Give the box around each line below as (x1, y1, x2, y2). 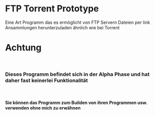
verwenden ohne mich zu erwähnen (5, 105, 81, 111)
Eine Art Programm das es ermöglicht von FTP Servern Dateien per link (5, 19, 150, 25)
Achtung (5, 42, 42, 54)
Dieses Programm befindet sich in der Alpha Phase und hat (5, 70, 150, 77)
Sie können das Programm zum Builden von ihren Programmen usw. (5, 100, 148, 106)
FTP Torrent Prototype (5, 3, 99, 14)
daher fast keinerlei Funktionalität (5, 77, 88, 84)
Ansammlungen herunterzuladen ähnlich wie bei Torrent (5, 24, 120, 30)
